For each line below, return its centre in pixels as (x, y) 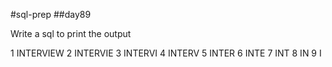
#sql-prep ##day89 (51, 14)
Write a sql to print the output (71, 33)
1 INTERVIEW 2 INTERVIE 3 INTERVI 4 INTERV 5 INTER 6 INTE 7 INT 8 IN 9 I (166, 53)
